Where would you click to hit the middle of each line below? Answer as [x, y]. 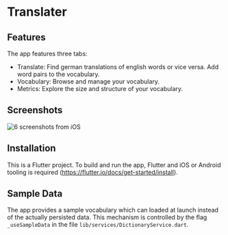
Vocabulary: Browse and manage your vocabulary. [88, 82]
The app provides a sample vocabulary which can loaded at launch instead [113, 210]
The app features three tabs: [47, 53]
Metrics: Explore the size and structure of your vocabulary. [100, 89]
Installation [31, 148]
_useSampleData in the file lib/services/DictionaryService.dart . [98, 225]
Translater [37, 12]
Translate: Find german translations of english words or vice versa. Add [118, 67]
